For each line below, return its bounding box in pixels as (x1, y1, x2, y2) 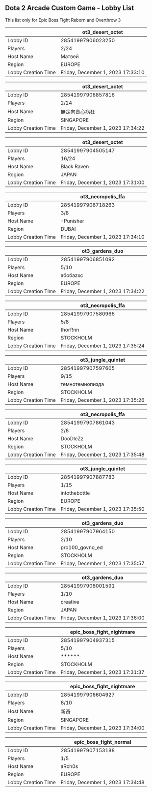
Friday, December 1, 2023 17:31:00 (60, 179, 145, 186)
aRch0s (60, 762, 78, 769)
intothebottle (60, 489, 90, 496)
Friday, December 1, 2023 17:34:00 (60, 724, 145, 731)
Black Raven (60, 163, 89, 170)
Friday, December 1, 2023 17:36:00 (60, 614, 145, 621)
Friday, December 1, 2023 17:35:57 (60, 560, 145, 567)
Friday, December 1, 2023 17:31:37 (60, 669, 145, 675)
